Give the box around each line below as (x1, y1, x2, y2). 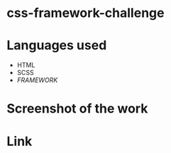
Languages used (6, 38, 107, 54)
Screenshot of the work (6, 101, 148, 117)
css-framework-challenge (6, 5, 165, 21)
